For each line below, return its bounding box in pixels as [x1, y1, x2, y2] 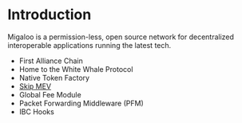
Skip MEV [18, 81, 52, 91]
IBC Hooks [18, 106, 55, 117]
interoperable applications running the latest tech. [7, 40, 172, 50]
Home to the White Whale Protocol [18, 64, 133, 73]
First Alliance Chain [18, 56, 83, 65]
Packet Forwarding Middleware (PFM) [18, 98, 145, 108]
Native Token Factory [18, 73, 89, 82]
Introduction [7, 6, 92, 24]
